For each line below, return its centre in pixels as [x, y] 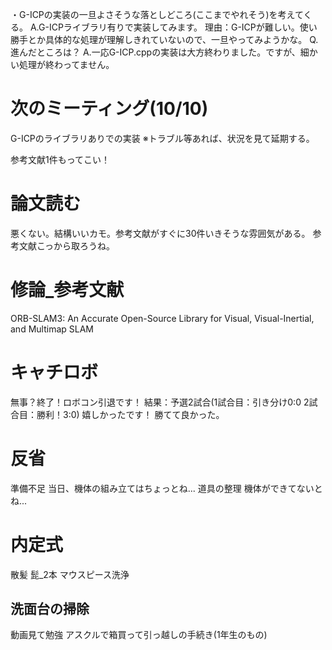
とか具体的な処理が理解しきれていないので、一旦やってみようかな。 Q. [173, 39]
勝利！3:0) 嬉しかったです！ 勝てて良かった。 [130, 414]
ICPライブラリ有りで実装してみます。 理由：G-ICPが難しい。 [174, 27]
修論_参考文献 [67, 290]
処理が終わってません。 [66, 64]
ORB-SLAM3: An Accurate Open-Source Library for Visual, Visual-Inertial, [162, 318]
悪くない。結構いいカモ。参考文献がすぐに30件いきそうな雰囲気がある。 [160, 233]
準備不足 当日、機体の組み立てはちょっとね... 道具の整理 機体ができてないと [166, 488]
